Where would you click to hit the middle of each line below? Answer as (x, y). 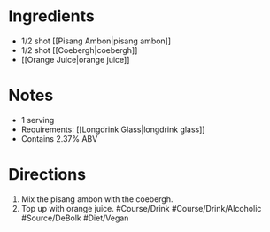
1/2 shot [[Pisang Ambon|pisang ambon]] (96, 41)
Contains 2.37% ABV (59, 138)
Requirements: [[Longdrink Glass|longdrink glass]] (113, 129)
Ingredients (51, 16)
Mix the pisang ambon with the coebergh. (97, 199)
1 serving (38, 120)
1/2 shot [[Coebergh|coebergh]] (79, 50)
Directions (47, 175)
